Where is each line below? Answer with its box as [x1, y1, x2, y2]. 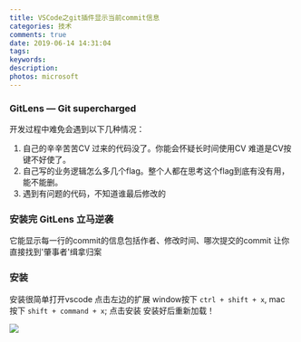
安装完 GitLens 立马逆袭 [9, 213, 114, 225]
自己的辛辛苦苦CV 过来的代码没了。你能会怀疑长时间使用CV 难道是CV [22, 143, 284, 154]
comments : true [9, 30, 67, 39]
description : [9, 64, 59, 73]
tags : [9, 47, 30, 56]
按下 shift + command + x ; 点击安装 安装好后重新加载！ [9, 305, 216, 316]
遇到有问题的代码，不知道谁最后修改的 [22, 188, 166, 199]
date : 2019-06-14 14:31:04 [9, 38, 112, 48]
